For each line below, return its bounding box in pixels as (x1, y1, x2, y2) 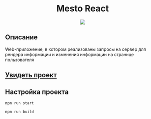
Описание (5, 33, 38, 42)
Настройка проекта (5, 88, 69, 96)
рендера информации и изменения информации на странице (5, 51, 134, 57)
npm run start (5, 100, 34, 106)
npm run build (5, 109, 34, 114)
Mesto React (56, 3, 109, 14)
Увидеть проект (5, 71, 57, 79)
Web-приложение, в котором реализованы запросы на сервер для (5, 46, 146, 52)
